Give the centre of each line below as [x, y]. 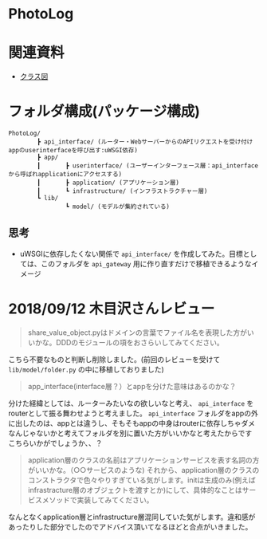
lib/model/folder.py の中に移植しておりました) [86, 369]
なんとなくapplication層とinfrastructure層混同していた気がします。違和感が [132, 517]
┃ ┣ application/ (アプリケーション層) [108, 183]
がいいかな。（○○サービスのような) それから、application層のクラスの [143, 470]
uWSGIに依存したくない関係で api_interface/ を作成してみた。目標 [131, 254]
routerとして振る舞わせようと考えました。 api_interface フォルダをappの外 [133, 413]
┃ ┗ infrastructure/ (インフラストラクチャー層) [122, 191]
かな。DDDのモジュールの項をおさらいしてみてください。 [130, 342]
